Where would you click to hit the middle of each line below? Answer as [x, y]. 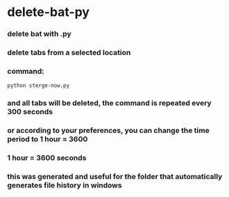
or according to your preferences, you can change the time [108, 131]
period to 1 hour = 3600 [48, 139]
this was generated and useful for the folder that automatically [115, 177]
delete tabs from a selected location [69, 53]
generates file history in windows [65, 185]
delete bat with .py [39, 34]
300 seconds [30, 112]
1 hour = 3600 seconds [47, 158]
